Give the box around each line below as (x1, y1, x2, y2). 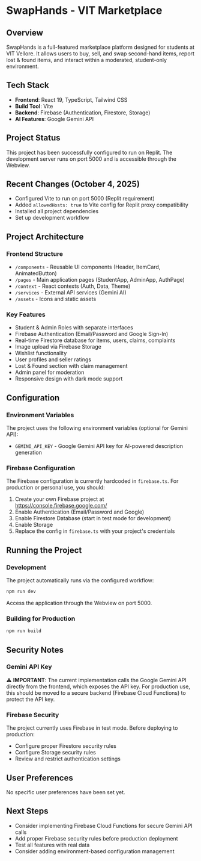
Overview (6, 28, 44, 38)
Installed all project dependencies (14, 208, 99, 215)
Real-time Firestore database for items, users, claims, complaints (14, 337, 176, 344)
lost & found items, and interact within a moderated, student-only (6, 57, 167, 63)
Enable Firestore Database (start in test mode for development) (14, 515, 171, 522)
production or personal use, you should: (6, 484, 105, 491)
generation (14, 449, 42, 456)
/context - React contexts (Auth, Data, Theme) (14, 282, 131, 290)
